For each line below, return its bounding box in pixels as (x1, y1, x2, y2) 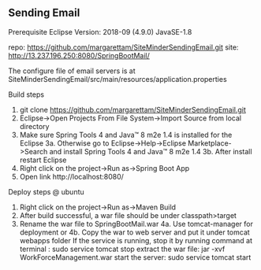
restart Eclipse (19, 155, 67, 165)
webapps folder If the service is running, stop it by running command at (19, 235, 252, 245)
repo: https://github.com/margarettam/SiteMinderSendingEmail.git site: (8, 43, 239, 52)
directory (19, 121, 50, 131)
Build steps (8, 90, 45, 99)
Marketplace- (188, 138, 233, 148)
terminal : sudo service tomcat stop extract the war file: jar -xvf (19, 244, 226, 253)
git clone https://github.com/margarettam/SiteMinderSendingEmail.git (19, 105, 247, 114)
